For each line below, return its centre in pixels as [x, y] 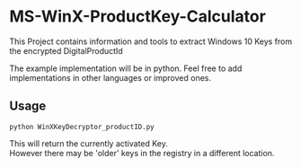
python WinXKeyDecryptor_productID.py [82, 127]
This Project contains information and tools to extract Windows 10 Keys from [151, 41]
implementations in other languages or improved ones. [111, 77]
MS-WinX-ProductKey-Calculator [138, 17]
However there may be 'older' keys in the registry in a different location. [142, 153]
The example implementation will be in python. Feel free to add [126, 68]
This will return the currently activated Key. [89, 143]
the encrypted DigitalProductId [66, 50]
